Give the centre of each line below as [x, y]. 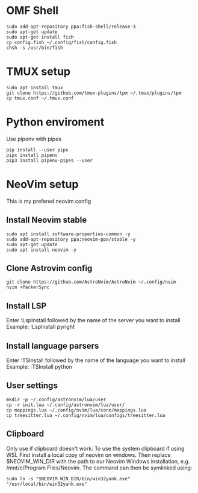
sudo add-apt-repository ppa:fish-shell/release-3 [71, 27]
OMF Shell [32, 11]
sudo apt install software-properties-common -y [68, 234]
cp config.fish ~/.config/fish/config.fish [62, 42]
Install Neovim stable [47, 220]
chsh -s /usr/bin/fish [35, 48]
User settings [32, 386]
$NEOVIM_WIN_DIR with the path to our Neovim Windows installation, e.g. [98, 461]
